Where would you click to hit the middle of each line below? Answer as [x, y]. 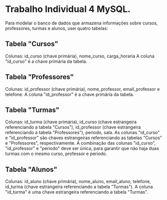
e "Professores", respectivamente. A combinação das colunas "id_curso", [81, 143]
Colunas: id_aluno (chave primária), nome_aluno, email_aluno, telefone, [78, 182]
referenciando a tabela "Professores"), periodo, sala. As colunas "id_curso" [83, 133]
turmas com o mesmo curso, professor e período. [56, 154]
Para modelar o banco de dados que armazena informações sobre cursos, [82, 23]
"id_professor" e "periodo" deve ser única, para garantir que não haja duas [82, 149]
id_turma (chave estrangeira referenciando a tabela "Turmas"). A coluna [79, 187]
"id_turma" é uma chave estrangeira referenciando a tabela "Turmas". [77, 192]
